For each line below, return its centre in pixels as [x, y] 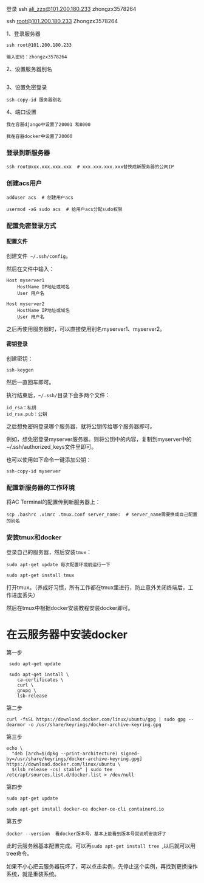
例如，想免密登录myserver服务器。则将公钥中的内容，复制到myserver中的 [99, 439]
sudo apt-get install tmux [40, 575]
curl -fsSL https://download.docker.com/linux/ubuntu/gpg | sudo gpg [96, 719]
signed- [130, 754]
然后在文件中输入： [30, 269]
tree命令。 [19, 854]
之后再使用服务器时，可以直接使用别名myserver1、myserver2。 [86, 329]
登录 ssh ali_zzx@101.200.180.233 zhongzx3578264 [71, 9]
